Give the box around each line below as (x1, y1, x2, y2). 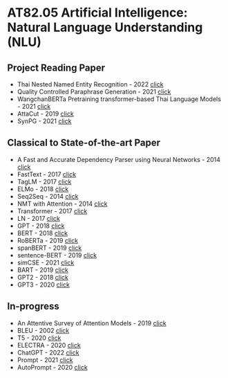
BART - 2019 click (17, 265, 69, 274)
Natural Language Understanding (7, 19, 203, 35)
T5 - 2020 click (17, 334, 61, 342)
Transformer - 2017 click (17, 206, 88, 215)
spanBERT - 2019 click (17, 244, 82, 252)
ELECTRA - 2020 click (17, 341, 81, 349)
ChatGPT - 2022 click (17, 348, 79, 357)
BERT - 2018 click (17, 228, 68, 237)
